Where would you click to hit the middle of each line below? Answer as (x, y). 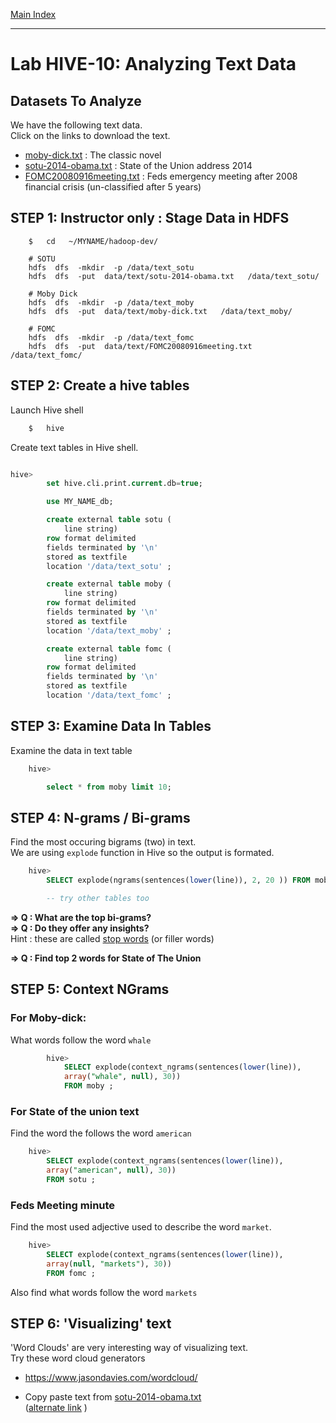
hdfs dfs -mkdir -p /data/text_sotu (111, 267)
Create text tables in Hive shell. (74, 447)
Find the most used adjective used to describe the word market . (141, 1227)
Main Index (33, 14)
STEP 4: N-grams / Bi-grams (100, 817)
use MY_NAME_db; (80, 502)
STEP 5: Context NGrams (90, 989)
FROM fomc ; (71, 1273)
